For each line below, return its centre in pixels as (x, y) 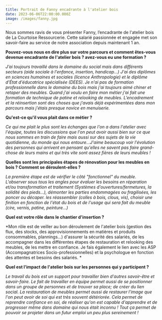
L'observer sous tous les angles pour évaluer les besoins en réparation (76, 182)
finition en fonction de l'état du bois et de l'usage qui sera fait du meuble (78, 203)
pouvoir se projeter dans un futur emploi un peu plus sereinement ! (72, 313)
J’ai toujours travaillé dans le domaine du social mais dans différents (74, 67)
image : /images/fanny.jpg (31, 18)
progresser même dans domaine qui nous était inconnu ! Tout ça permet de (81, 307)
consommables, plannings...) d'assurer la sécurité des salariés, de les (75, 237)
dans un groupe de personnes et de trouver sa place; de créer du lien (75, 287)
